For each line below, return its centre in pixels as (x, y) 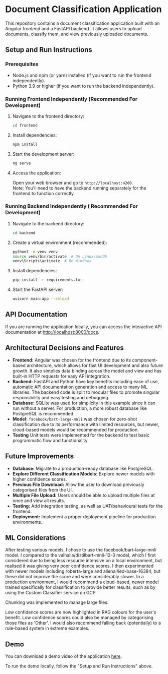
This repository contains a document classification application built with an (82, 23)
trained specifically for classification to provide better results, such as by (80, 587)
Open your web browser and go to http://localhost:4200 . (73, 182)
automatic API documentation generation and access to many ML (80, 387)
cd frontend (25, 125)
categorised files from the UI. (43, 489)
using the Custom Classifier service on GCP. (51, 593)
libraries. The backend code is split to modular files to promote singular (86, 392)
